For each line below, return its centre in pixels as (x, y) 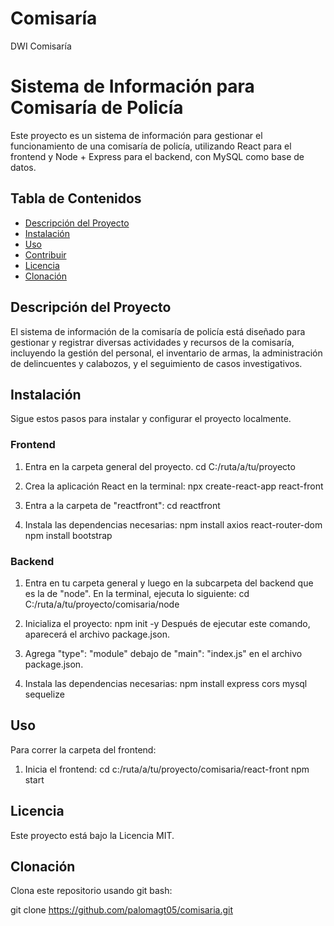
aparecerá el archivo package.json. (97, 634)
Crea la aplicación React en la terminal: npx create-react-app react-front (174, 486)
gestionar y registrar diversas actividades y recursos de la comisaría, (152, 342)
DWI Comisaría (41, 46)
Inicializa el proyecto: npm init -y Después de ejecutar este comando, (167, 623)
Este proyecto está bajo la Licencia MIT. (92, 835)
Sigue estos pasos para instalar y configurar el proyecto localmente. (151, 419)
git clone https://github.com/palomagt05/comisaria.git (121, 910)
